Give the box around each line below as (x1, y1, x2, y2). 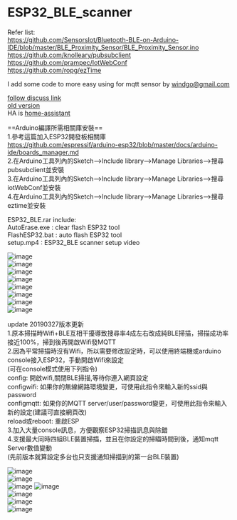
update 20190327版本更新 (7, 319, 84, 329)
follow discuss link (7, 94, 62, 102)
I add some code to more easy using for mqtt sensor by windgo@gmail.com (7, 79, 230, 88)
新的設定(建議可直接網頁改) (7, 408, 88, 416)
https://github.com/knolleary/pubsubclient (7, 51, 132, 59)
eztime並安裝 (7, 201, 46, 209)
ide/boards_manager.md (7, 148, 80, 156)
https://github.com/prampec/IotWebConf (7, 58, 128, 66)
